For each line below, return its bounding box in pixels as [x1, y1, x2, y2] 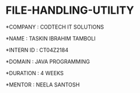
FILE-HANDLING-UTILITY [5, 4, 134, 17]
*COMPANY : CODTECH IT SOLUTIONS [5, 23, 104, 30]
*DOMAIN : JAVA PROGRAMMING [5, 58, 90, 65]
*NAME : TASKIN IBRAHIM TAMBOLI [5, 35, 96, 42]
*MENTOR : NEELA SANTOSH [5, 81, 80, 88]
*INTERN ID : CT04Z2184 [5, 46, 69, 54]
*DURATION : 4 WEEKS [5, 69, 64, 76]
